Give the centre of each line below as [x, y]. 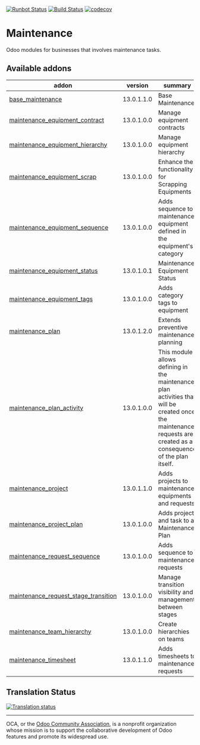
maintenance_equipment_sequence [59, 227]
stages [168, 614]
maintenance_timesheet [43, 660]
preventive [173, 327]
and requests [176, 503]
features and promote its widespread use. [57, 736]
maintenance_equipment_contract [57, 120]
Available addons [39, 69]
